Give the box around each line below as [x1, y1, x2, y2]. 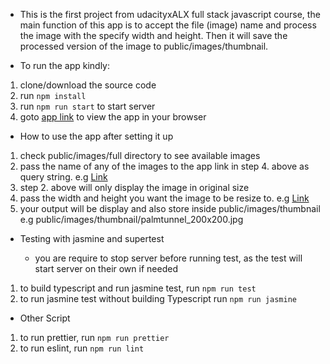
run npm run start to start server [19, 100, 156, 112]
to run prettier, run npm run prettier [19, 332, 170, 343]
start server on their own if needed [34, 263, 178, 274]
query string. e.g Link [19, 171, 108, 183]
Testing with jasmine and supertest [19, 233, 165, 244]
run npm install [19, 90, 87, 101]
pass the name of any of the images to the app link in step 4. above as [19, 160, 310, 172]
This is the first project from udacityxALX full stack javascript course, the [19, 9, 321, 20]
